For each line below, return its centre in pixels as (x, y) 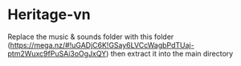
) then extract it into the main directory (170, 53)
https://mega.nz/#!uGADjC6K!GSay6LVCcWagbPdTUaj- (102, 45)
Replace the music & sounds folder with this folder (91, 37)
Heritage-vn (49, 15)
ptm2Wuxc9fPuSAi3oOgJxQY (57, 53)
